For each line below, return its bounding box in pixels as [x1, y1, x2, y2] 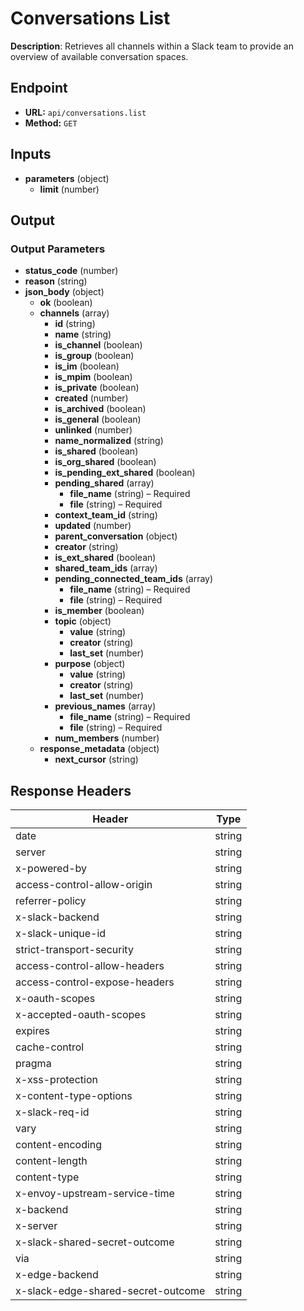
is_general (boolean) [54, 413, 142, 426]
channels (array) [39, 307, 110, 319]
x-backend [15, 1203, 69, 1217]
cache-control [15, 1040, 85, 1054]
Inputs [10, 146, 52, 163]
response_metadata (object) [39, 743, 160, 755]
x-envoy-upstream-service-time [15, 1187, 175, 1201]
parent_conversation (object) [54, 530, 178, 542]
